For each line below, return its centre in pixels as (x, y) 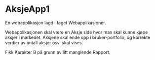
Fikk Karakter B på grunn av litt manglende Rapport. (58, 52)
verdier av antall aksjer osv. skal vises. (44, 42)
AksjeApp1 (27, 9)
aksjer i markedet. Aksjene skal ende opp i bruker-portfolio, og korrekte (78, 37)
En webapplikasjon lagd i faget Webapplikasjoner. (56, 23)
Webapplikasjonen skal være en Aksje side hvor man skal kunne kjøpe (77, 32)
